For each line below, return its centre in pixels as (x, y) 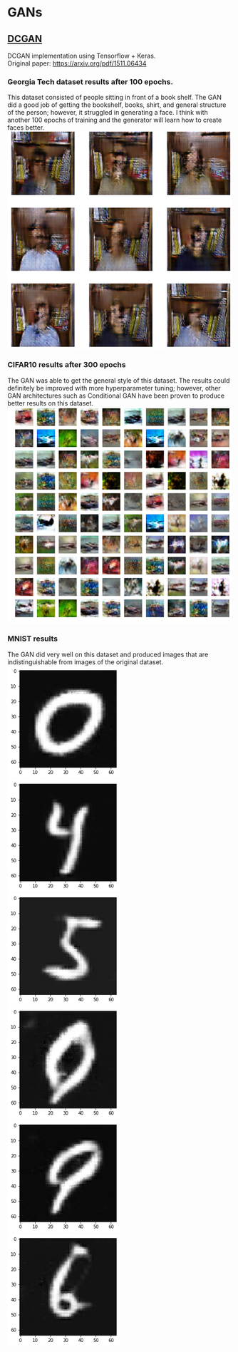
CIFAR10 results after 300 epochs (67, 365)
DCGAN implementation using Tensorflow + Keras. (82, 56)
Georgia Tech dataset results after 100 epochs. (90, 81)
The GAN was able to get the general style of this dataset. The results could (119, 380)
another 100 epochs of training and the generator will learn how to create (115, 120)
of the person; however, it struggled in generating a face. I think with (108, 113)
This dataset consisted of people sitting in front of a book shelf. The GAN (115, 98)
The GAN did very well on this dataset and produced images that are (108, 654)
